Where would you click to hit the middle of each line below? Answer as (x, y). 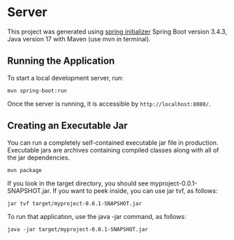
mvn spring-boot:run (37, 91)
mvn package (24, 170)
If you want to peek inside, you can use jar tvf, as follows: (135, 190)
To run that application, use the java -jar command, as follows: (97, 216)
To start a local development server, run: (65, 78)
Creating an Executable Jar (67, 126)
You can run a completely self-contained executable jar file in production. (113, 142)
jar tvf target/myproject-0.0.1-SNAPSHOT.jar (74, 204)
